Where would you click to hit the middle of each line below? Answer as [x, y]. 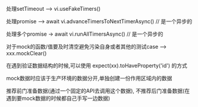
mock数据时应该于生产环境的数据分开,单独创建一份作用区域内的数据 [89, 78]
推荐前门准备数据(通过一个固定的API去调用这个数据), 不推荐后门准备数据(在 [98, 91]
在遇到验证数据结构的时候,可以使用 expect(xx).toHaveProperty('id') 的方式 [97, 65]
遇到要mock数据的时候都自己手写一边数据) [58, 98]
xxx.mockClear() [26, 53]
